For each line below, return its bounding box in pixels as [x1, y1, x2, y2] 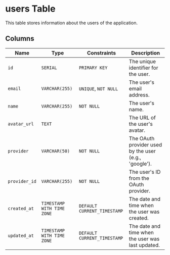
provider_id [8, 178, 37, 184]
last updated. [129, 241, 160, 248]
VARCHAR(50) [41, 148, 70, 154]
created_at [8, 206, 34, 211]
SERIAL [41, 65, 57, 71]
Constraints [87, 49, 116, 56]
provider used [129, 141, 162, 148]
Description [131, 49, 160, 56]
